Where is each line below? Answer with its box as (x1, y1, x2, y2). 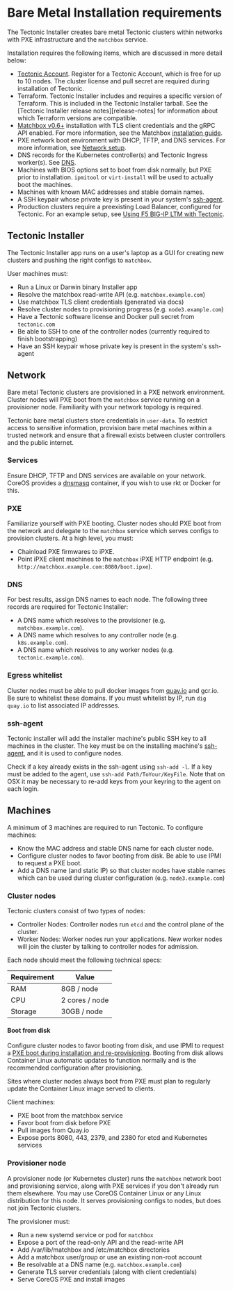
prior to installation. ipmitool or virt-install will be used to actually (17, 172, 214, 181)
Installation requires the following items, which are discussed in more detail (7, 49, 223, 57)
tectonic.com (17, 321, 56, 328)
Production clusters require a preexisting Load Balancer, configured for (17, 202, 221, 211)
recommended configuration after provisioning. (7, 1063, 143, 1072)
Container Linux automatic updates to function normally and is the (7, 1056, 197, 1065)
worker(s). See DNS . (17, 158, 77, 166)
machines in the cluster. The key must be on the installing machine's (7, 742, 203, 750)
